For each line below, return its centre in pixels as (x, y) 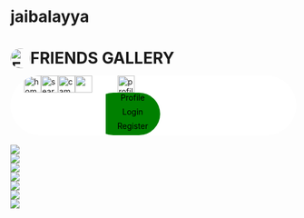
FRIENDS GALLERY (103, 59)
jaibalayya (50, 17)
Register (133, 126)
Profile (132, 98)
